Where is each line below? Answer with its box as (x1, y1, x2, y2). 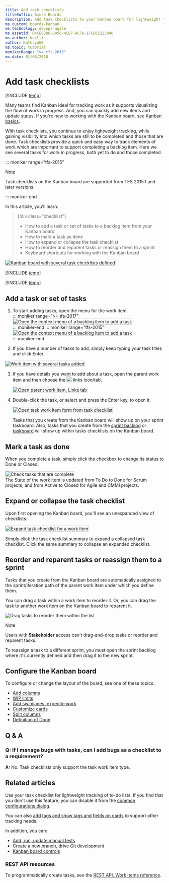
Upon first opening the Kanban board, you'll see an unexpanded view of (5, 510, 154, 516)
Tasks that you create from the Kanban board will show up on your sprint (12, 417, 164, 423)
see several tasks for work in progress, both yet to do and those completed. (5, 150, 162, 156)
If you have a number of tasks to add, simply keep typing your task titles (12, 345, 162, 351)
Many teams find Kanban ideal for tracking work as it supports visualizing (5, 102, 157, 108)
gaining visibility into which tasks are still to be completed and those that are (5, 133, 163, 139)
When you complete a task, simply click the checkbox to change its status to (5, 456, 164, 462)
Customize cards (12, 706, 48, 712)
